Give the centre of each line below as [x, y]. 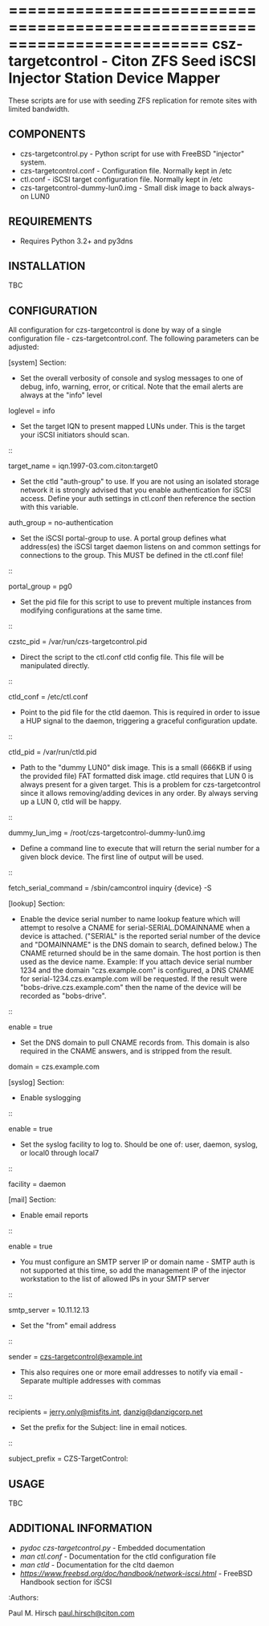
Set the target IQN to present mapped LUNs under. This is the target [132, 426]
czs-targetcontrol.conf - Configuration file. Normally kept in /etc [126, 170]
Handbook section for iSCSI [66, 1582]
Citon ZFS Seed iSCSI [184, 61]
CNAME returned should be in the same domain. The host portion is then [140, 953]
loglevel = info [32, 411]
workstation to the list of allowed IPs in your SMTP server [115, 1279]
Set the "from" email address [68, 1326]
